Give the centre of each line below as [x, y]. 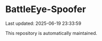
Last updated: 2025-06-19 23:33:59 [43, 23]
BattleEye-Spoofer [46, 9]
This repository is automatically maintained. [51, 33]
